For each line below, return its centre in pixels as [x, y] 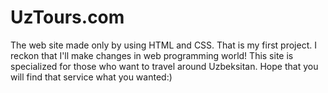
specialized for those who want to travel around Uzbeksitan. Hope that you [164, 66]
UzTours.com [67, 17]
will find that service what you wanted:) [91, 77]
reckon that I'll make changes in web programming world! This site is [152, 55]
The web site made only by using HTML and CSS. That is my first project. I [163, 45]
